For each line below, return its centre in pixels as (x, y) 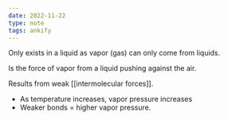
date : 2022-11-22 (37, 15)
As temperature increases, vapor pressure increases (106, 99)
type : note (26, 23)
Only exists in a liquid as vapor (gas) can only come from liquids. (114, 53)
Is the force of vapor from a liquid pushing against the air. (102, 68)
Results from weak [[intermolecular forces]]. (81, 83)
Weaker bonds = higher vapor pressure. (85, 107)
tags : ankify (30, 30)
